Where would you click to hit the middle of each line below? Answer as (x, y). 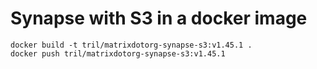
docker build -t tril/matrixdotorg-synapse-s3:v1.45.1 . (131, 45)
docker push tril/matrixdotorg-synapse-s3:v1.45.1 (118, 53)
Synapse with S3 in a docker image (159, 18)
